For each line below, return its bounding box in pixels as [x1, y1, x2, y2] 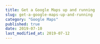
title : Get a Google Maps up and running [5, 7, 95, 13]
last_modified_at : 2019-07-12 [5, 31, 70, 36]
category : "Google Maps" [5, 17, 58, 22]
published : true [5, 21, 40, 27]
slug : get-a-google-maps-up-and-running [5, 12, 93, 17]
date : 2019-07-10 [5, 26, 43, 31]
